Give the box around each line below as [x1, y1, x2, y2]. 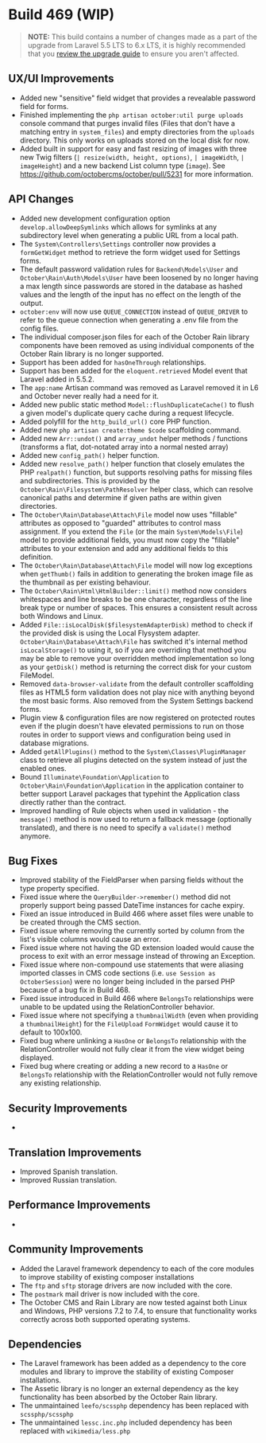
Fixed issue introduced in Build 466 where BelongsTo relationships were [19, 994, 254, 1003]
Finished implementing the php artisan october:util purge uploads [19, 110, 244, 119]
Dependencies [8, 1338, 82, 1351]
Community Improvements [8, 1242, 144, 1256]
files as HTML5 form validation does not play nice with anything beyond [19, 687, 255, 697]
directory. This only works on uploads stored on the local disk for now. [19, 135, 250, 145]
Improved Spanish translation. [19, 1167, 118, 1176]
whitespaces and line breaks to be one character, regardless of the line [19, 594, 253, 604]
